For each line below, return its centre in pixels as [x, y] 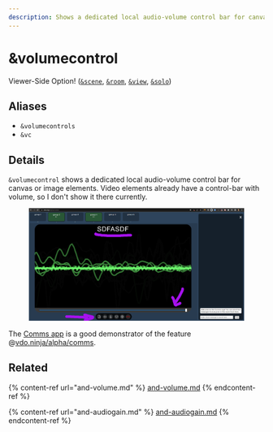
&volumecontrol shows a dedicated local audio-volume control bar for [125, 179]
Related [28, 368]
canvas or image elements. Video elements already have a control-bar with [134, 188]
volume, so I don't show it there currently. [78, 197]
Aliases [28, 106]
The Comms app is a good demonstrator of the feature [100, 334]
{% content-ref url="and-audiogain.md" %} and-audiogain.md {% [119, 412]
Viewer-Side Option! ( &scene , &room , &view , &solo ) [90, 80]
